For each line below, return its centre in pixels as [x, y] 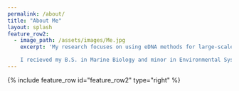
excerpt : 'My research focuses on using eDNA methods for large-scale [127, 47]
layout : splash [30, 27]
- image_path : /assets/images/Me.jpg [70, 41]
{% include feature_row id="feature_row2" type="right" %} [94, 80]
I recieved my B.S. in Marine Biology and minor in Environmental [121, 60]
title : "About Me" [34, 21]
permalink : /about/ [36, 14]
